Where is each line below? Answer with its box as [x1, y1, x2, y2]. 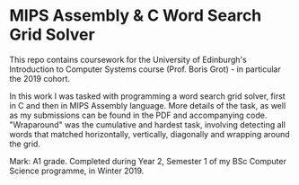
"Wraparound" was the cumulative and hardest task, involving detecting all [9, 119, 286, 130]
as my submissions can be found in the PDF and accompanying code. [9, 110, 268, 120]
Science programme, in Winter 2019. [9, 165, 145, 176]
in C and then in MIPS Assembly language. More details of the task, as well [9, 100, 286, 110]
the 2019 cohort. [9, 73, 70, 84]
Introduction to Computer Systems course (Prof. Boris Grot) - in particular [9, 64, 281, 75]
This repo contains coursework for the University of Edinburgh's [9, 54, 247, 65]
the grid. [9, 138, 40, 149]
